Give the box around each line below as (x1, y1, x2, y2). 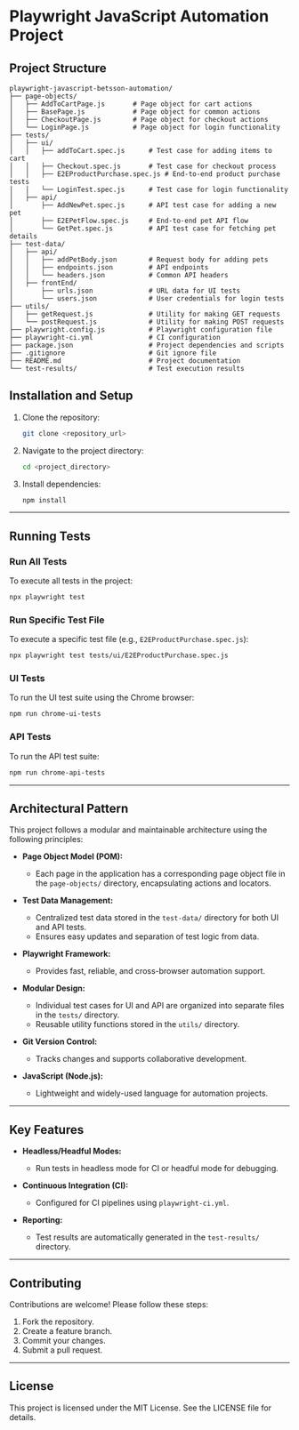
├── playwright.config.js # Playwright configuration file (9, 325, 273, 334)
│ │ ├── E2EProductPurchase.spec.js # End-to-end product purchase (9, 170, 280, 179)
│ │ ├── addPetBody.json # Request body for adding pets (9, 255, 269, 264)
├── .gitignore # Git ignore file (9, 349, 217, 357)
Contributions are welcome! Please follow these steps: (9, 1298, 209, 1309)
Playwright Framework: (21, 949, 111, 960)
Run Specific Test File (9, 614, 105, 626)
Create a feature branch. (21, 1325, 113, 1336)
